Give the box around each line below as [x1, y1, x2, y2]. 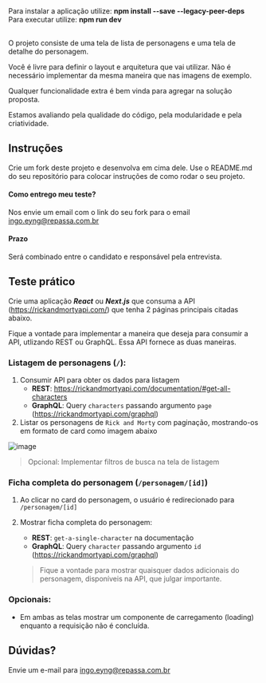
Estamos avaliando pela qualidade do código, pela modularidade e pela [8, 109, 242, 119]
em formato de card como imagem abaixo [19, 427, 158, 436]
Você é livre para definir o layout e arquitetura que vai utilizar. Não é [8, 62, 231, 71]
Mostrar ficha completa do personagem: [19, 518, 153, 527]
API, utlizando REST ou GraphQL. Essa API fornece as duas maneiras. [8, 337, 237, 347]
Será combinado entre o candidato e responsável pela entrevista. [8, 252, 222, 261]
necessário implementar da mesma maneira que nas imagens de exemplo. [8, 70, 252, 80]
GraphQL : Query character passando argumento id [31, 542, 201, 551]
